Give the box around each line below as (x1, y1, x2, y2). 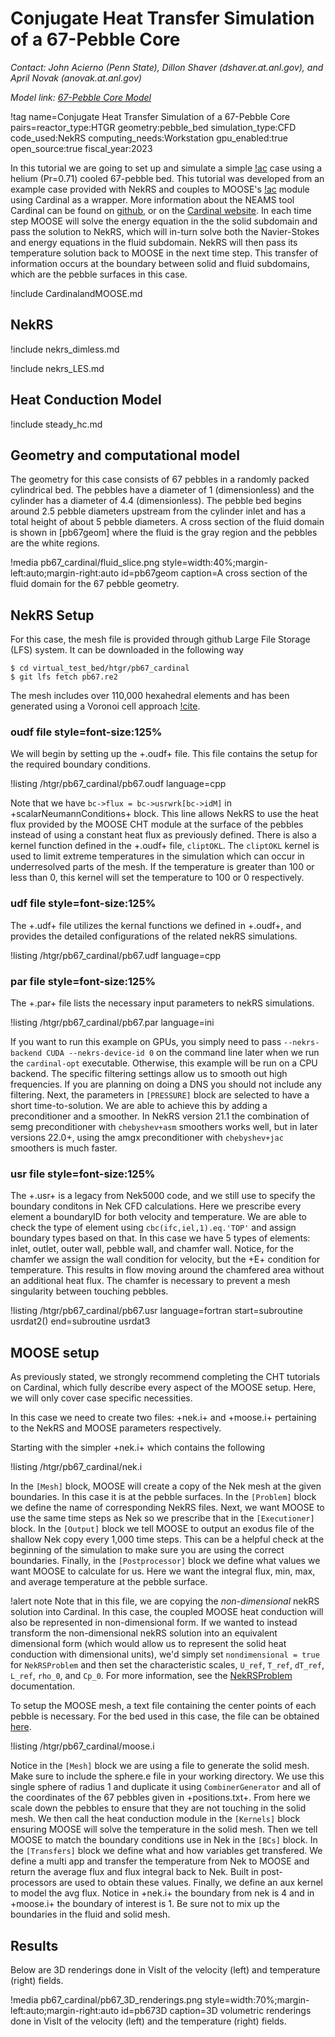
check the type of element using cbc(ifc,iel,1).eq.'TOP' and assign (10, 1222, 297, 1234)
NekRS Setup (10, 607, 95, 624)
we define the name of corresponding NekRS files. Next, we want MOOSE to (10, 1502, 325, 1514)
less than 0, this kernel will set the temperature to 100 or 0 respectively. (10, 872, 305, 884)
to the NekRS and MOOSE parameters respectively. (10, 1422, 222, 1434)
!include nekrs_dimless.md (10, 343, 120, 355)
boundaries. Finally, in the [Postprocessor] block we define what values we (10, 1555, 321, 1567)
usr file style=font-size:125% (10, 1167, 156, 1181)
